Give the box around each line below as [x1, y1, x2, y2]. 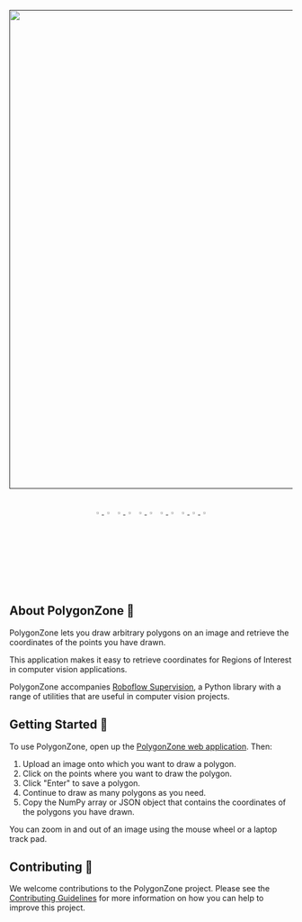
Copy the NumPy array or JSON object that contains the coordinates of [22, 797, 286, 808]
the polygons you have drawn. [22, 806, 135, 817]
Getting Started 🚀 [9, 717, 109, 733]
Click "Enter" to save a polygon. [22, 777, 141, 789]
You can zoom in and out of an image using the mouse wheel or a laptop [9, 824, 278, 835]
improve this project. [9, 902, 85, 913]
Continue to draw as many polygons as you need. [22, 787, 207, 798]
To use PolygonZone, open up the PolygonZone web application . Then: [9, 741, 272, 752]
